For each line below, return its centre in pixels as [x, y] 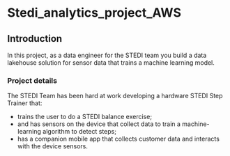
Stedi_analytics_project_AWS [94, 13]
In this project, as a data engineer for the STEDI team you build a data [107, 55]
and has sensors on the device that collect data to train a [99, 124]
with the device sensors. [53, 146]
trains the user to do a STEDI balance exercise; [84, 117]
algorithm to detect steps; [80, 132]
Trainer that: [25, 103]
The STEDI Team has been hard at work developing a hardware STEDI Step [115, 96]
